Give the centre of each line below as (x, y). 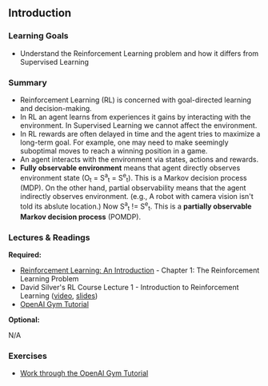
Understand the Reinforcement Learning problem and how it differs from (139, 53)
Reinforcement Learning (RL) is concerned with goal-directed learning (136, 100)
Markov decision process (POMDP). (80, 217)
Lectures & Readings (49, 237)
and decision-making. (56, 108)
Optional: (24, 320)
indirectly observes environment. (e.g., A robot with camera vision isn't (136, 197)
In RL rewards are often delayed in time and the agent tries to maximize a (140, 133)
